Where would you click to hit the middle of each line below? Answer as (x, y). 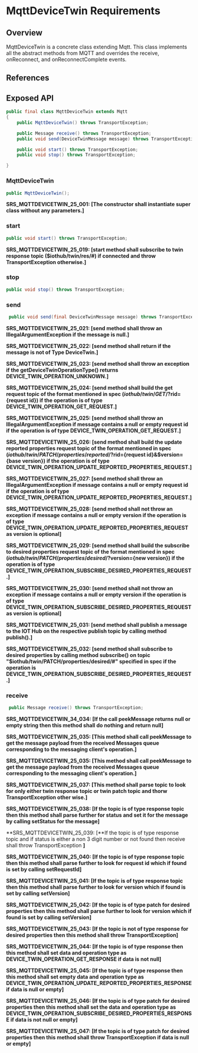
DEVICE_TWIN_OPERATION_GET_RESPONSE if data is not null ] (84, 959)
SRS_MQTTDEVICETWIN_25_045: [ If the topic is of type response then (95, 971)
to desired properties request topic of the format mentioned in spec (90, 551)
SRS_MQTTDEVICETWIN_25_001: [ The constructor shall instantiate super (98, 204)
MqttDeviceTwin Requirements (83, 11)
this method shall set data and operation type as (66, 953)
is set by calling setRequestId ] (44, 869)
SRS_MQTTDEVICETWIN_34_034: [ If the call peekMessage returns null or (98, 719)
